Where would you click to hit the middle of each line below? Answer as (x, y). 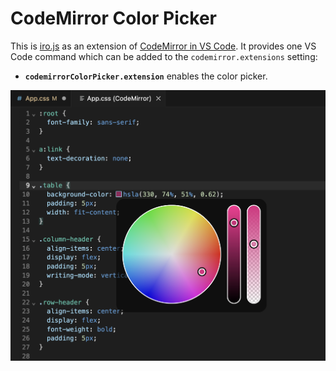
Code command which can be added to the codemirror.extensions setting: (164, 56)
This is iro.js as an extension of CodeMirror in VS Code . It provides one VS (163, 46)
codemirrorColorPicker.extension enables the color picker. (146, 76)
